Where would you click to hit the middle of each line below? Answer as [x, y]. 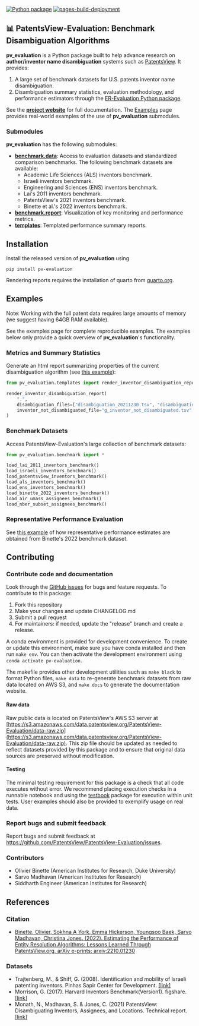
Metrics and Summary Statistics [53, 352]
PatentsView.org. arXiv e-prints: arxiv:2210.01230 [75, 951]
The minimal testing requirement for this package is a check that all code [95, 782]
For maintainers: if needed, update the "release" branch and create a [99, 624]
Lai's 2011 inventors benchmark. [63, 194]
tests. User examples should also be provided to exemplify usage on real [95, 801]
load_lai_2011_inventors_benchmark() [53, 465]
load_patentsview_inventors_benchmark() [57, 476]
